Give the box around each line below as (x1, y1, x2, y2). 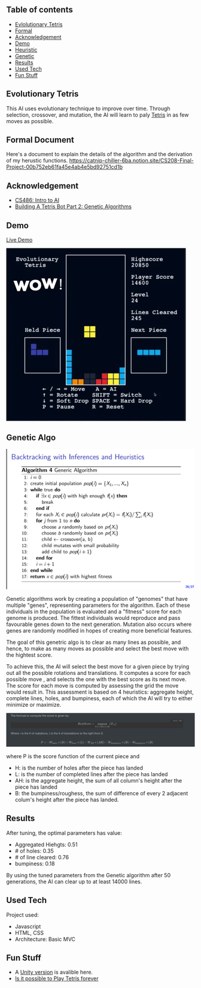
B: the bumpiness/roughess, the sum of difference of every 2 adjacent (14, 789, 188, 797)
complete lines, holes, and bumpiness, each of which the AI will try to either (6, 695, 193, 702)
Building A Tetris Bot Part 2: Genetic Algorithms (14, 203, 132, 210)
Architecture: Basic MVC (14, 935, 76, 943)
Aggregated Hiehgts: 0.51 (14, 841, 78, 848)
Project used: (6, 911, 39, 918)
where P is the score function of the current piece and (6, 752, 139, 759)
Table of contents (6, 5, 73, 15)
